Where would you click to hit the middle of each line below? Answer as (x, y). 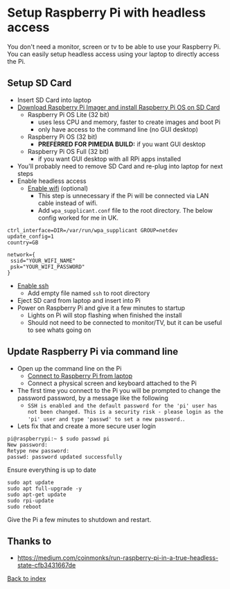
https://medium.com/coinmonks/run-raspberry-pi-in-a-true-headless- (118, 558)
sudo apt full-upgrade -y (44, 489)
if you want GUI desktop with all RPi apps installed (109, 159)
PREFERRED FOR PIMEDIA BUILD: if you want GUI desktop (122, 144)
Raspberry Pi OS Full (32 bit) (68, 151)
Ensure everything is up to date (52, 470)
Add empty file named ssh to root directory (89, 293)
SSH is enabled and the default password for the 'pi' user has (122, 406)
